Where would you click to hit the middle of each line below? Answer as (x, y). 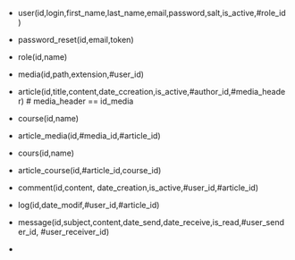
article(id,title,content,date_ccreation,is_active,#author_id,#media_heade (152, 92)
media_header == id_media (83, 101)
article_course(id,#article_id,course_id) (89, 170)
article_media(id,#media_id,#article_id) (89, 136)
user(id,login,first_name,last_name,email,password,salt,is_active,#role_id (152, 13)
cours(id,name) (46, 153)
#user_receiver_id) (75, 232)
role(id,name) (42, 57)
